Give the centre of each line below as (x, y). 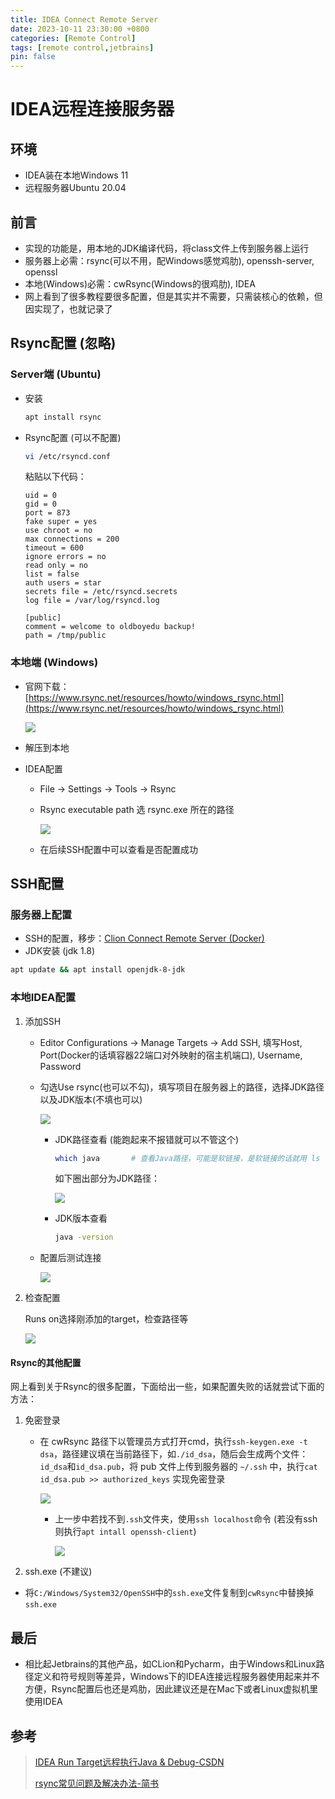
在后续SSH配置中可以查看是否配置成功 (118, 849)
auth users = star (63, 583)
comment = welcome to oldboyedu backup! (110, 627)
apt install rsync (63, 417)
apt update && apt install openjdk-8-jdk (98, 970)
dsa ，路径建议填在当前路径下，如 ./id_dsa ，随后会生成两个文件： (174, 1454)
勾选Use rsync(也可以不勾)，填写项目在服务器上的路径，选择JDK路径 (182, 1087)
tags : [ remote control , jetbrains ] (82, 47)
